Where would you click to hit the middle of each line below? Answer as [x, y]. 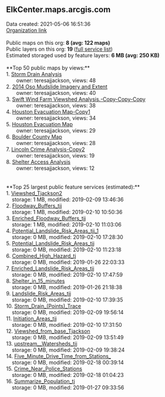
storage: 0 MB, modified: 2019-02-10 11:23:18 [66, 250]
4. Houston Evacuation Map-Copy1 [48, 111]
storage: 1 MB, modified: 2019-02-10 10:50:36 [67, 212]
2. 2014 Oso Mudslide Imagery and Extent [57, 86]
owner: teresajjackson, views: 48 [56, 80]
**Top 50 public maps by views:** [48, 68]
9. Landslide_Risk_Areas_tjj [39, 293]
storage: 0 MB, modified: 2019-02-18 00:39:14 [68, 362]
